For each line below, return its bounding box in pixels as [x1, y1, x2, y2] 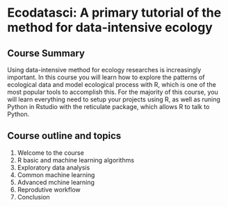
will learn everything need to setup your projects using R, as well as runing [7, 95, 221, 104]
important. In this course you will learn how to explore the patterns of [7, 73, 205, 81]
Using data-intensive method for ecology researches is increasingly [7, 66, 202, 74]
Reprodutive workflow [17, 185, 81, 194]
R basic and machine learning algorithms [17, 156, 134, 164]
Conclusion [17, 192, 50, 201]
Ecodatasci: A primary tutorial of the [7, 5, 222, 21]
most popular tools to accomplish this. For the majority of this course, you [7, 88, 219, 96]
